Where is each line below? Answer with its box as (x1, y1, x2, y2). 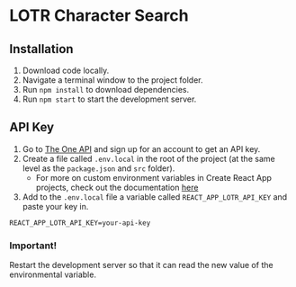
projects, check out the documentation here (35, 182, 199, 193)
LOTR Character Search (9, 5, 189, 26)
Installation (9, 41, 74, 57)
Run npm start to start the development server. (22, 94, 197, 104)
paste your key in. (22, 201, 89, 211)
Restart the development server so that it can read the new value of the (9, 260, 274, 271)
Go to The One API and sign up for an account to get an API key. (22, 143, 261, 154)
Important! (9, 239, 58, 252)
